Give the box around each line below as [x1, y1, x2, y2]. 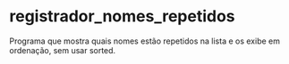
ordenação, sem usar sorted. [9, 44, 116, 55]
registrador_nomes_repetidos [9, 6, 235, 27]
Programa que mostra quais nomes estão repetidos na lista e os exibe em [9, 36, 280, 46]
